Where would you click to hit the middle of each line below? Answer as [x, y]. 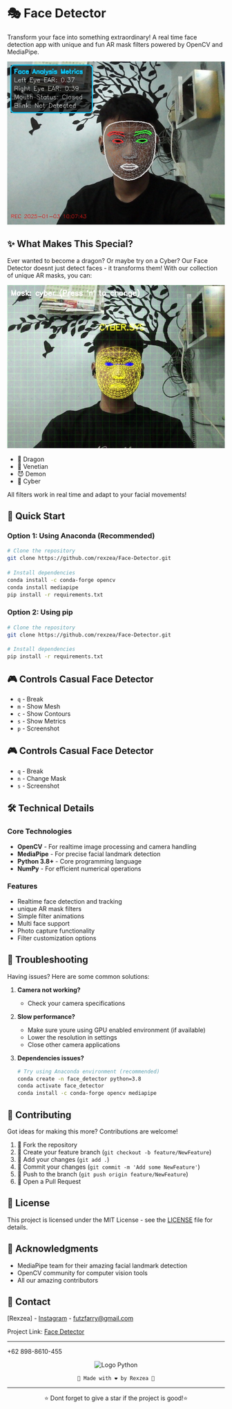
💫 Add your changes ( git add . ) [63, 1159]
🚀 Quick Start [36, 516]
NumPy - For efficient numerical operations [79, 868]
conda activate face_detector [61, 1086]
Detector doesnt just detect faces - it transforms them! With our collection [112, 268]
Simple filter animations [51, 916]
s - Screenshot [38, 786]
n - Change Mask [42, 778]
